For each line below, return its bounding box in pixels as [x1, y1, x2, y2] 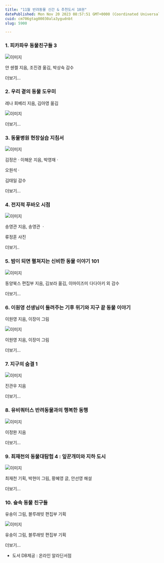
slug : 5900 [5, 21, 27, 26]
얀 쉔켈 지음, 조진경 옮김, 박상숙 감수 [5, 64, 74, 70]
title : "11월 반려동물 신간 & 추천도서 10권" [5, 7, 87, 12]
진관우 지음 [5, 383, 26, 389]
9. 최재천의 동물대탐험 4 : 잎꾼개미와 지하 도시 [5, 453, 106, 459]
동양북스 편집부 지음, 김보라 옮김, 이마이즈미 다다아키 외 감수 [5, 280, 120, 286]
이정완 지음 [5, 429, 26, 435]
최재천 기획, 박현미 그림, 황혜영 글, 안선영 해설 [5, 475, 92, 481]
